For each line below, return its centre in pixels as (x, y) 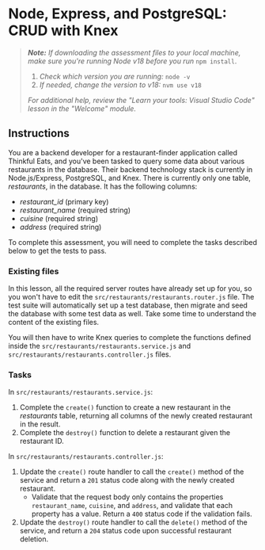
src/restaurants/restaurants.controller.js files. (90, 354)
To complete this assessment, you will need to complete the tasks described (133, 242)
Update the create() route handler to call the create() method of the (132, 472)
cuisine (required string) (59, 218)
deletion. (34, 539)
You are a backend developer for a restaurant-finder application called (123, 152)
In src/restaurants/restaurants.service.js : (81, 392)
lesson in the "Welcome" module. (82, 109)
